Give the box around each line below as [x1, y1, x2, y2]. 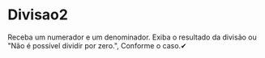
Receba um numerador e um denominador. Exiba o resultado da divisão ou [7, 32, 257, 42]
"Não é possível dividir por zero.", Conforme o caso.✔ [7, 40, 187, 50]
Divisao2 [7, 6, 68, 24]
